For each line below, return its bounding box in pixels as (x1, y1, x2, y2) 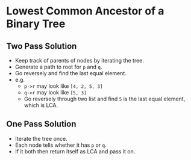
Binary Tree (6, 17, 66, 31)
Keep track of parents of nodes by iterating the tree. (14, 57, 145, 64)
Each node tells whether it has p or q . (14, 141, 107, 149)
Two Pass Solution (6, 41, 77, 51)
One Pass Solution (6, 119, 77, 129)
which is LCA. (23, 102, 58, 109)
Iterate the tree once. (14, 135, 67, 142)
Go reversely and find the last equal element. (14, 70, 127, 76)
